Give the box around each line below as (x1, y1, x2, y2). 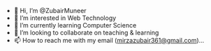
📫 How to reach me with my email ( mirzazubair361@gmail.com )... (13, 37, 205, 44)
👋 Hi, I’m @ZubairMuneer (13, 7, 87, 14)
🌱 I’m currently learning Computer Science (13, 21, 137, 29)
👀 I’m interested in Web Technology (13, 14, 117, 22)
